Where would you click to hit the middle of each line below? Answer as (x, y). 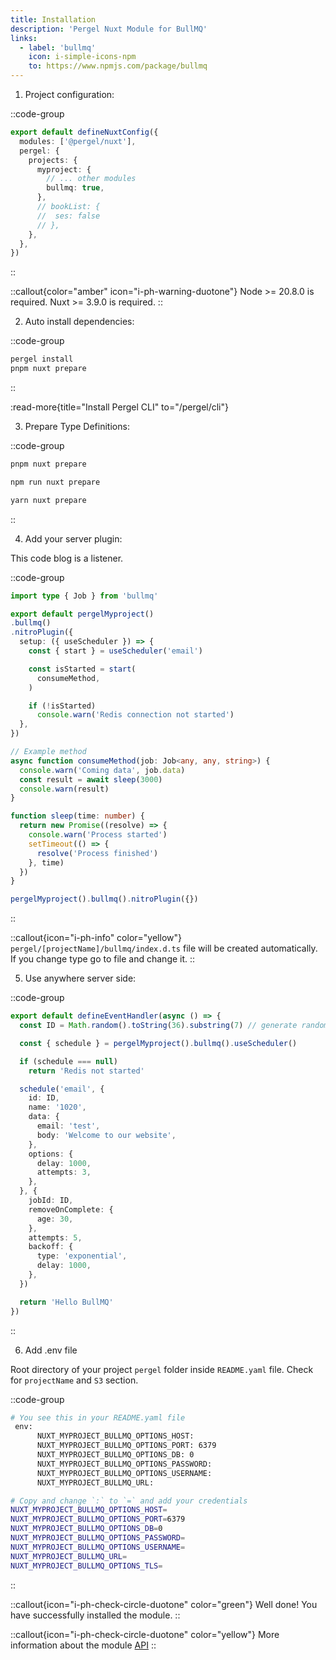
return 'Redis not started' (86, 1071)
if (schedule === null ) (68, 1061)
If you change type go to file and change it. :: (103, 959)
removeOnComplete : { (71, 1209)
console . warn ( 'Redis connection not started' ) (135, 715)
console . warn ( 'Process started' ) (98, 835)
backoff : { (51, 1247)
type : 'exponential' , (82, 1256)
